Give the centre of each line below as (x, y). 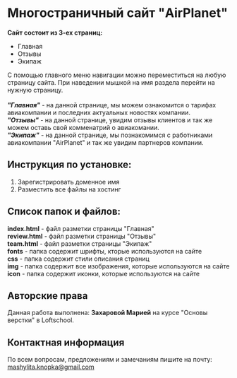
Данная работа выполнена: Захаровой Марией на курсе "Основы (108, 313)
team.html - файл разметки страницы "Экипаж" (80, 243)
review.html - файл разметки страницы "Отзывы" (82, 236)
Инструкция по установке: (69, 165)
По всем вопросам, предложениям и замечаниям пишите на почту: (110, 360)
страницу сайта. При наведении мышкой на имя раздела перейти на (111, 82)
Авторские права (48, 296)
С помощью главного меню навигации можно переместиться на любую (117, 75)
